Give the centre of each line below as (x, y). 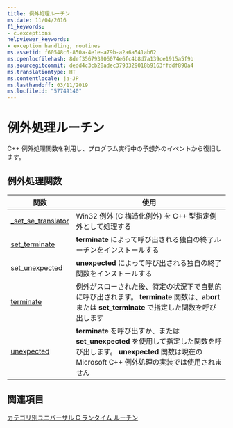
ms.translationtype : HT (42, 72)
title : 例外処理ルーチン (39, 14)
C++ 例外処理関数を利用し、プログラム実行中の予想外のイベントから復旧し (114, 149)
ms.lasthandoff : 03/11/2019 (48, 85)
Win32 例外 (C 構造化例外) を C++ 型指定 (143, 216)
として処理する (107, 226)
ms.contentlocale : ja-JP (43, 78)
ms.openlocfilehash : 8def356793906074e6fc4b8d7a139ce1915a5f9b (101, 59)
